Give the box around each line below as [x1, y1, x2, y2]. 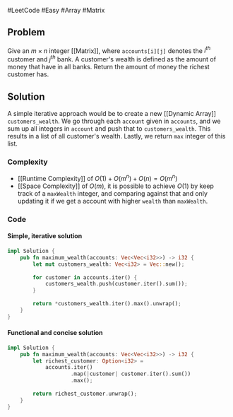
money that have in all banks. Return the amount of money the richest [7, 63, 210, 71]
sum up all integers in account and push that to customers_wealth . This [7, 124, 211, 133]
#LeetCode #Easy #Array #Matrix [7, 6, 105, 14]
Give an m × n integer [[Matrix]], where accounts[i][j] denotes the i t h [7, 45, 211, 55]
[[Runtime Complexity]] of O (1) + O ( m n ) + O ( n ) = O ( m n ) [17, 173, 178, 182]
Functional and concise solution [7, 329, 104, 337]
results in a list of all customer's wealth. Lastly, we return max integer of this [7, 131, 226, 140]
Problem [7, 26, 46, 38]
